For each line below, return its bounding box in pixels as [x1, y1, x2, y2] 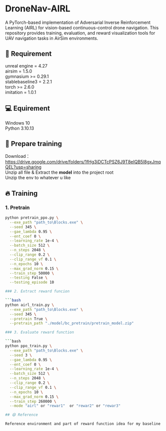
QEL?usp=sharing [5, 164, 42, 170]
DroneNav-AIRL [5, 3, 71, 14]
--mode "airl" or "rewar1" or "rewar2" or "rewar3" [9, 403, 121, 409]
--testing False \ [9, 275, 48, 281]
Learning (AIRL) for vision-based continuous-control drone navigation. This [5, 24, 159, 30]
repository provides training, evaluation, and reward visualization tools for [5, 30, 155, 36]
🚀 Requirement [5, 50, 52, 58]
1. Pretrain [5, 204, 30, 211]
